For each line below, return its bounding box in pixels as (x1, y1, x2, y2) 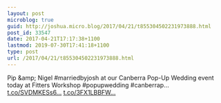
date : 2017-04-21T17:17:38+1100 (7, 36, 100, 43)
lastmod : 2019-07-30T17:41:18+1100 (7, 42, 110, 49)
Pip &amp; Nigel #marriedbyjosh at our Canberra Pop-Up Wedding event (7, 73, 214, 82)
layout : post (7, 10, 45, 17)
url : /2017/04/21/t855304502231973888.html (7, 55, 135, 62)
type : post (7, 49, 39, 56)
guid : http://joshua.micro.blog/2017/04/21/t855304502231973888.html (7, 23, 212, 30)
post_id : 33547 (7, 29, 51, 36)
